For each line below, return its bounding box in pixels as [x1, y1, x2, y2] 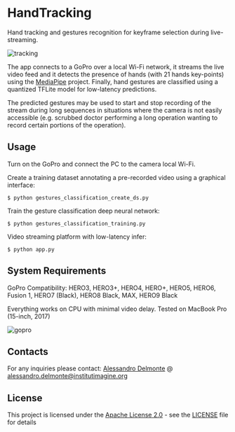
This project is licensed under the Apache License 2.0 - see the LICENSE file [7, 411, 229, 419]
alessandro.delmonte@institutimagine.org [7, 372, 128, 380]
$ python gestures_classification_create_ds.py [7, 194, 149, 201]
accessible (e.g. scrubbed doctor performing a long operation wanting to [7, 113, 218, 122]
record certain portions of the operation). [7, 120, 126, 129]
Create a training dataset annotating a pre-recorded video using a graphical [7, 173, 226, 181]
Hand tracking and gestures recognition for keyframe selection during [7, 28, 209, 36]
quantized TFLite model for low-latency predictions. [7, 85, 157, 93]
